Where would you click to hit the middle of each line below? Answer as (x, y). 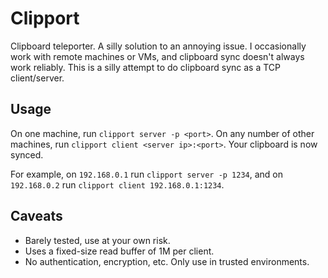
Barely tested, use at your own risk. (97, 240)
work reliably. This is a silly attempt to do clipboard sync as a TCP (145, 67)
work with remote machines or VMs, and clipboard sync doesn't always (157, 56)
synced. (27, 154)
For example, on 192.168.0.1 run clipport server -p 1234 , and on (147, 174)
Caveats (36, 216)
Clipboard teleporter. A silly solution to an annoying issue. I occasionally (158, 46)
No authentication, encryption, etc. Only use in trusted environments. (167, 261)
